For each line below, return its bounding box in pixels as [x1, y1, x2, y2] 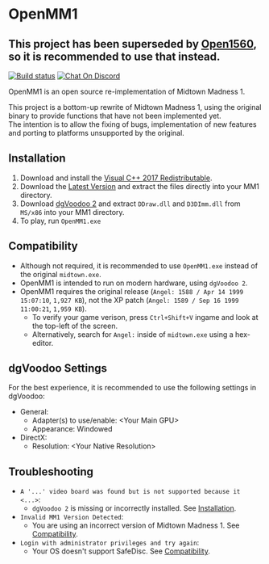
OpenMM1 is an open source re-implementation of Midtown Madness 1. [8, 86, 246, 96]
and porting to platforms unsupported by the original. [8, 128, 185, 137]
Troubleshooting [8, 465, 94, 478]
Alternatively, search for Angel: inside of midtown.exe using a [31, 329, 234, 339]
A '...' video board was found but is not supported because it [19, 488, 241, 496]
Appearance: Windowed [31, 424, 113, 434]
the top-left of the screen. [31, 321, 118, 330]
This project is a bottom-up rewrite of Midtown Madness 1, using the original [8, 103, 262, 112]
